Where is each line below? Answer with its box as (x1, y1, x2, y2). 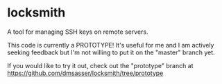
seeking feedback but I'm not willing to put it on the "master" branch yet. (7, 48, 215, 56)
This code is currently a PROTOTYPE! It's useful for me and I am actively (7, 41, 214, 49)
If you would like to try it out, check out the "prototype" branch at (7, 61, 194, 70)
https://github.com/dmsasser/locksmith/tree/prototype (7, 69, 164, 77)
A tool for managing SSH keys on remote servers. (7, 28, 148, 36)
